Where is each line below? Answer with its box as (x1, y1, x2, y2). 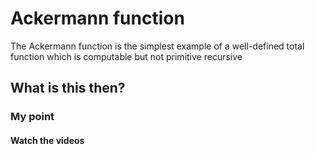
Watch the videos (10, 134, 85, 146)
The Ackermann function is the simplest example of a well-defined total (10, 40, 305, 52)
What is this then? (10, 80, 126, 97)
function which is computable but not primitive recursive (10, 50, 243, 62)
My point (10, 110, 55, 124)
